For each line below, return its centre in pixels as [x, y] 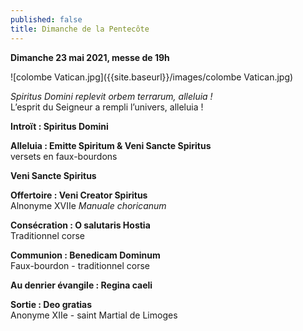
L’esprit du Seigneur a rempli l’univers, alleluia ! [107, 107]
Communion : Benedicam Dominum [85, 255]
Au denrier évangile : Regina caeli [81, 285]
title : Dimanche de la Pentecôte [80, 29]
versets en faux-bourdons [64, 156]
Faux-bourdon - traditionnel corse [80, 265]
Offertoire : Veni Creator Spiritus [79, 195]
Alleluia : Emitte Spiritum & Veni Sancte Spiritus [111, 145]
